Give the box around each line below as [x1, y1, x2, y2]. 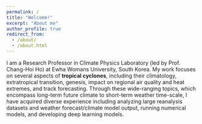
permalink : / [6, 8, 40, 15]
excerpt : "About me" [6, 20, 59, 26]
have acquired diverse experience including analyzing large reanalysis [6, 97, 183, 105]
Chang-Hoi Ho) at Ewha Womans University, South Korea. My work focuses [6, 65, 196, 73]
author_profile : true [6, 25, 61, 32]
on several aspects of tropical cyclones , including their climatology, [6, 72, 177, 79]
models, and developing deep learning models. [6, 110, 124, 118]
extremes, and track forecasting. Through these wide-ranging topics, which [6, 85, 196, 92]
